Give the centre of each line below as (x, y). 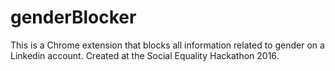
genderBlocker (73, 17)
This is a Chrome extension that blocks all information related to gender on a (167, 45)
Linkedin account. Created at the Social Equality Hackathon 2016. (145, 55)
